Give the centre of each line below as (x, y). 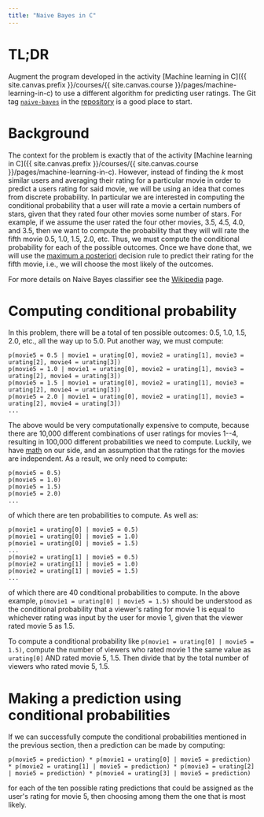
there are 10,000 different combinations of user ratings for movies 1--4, (123, 433)
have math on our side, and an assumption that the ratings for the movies (126, 451)
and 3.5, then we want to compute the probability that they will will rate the (129, 230)
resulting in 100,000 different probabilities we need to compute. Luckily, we (130, 442)
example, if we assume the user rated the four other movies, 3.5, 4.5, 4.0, (126, 222)
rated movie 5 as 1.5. (41, 626)
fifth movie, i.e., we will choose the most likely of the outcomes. (111, 264)
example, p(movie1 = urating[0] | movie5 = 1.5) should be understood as (130, 601)
